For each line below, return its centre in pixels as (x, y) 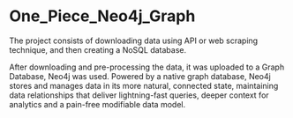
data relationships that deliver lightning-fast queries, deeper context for (139, 95)
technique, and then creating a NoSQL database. (98, 49)
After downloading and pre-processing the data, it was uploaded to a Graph (147, 67)
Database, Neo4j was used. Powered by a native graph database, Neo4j (140, 76)
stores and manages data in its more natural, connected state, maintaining (144, 85)
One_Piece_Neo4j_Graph (102, 16)
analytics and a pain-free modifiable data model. (98, 104)
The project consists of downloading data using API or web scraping (134, 41)
